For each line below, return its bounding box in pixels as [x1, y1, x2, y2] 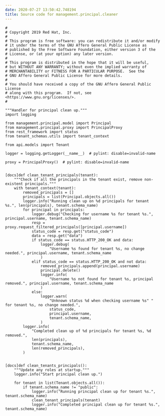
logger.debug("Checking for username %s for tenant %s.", [31, 211, 154, 217]
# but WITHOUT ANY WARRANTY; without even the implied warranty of [5, 64, 147, 69]
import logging [5, 112, 37, 117]
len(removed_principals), [31, 346, 85, 351]
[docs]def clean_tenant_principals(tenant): [5, 173, 98, 178]
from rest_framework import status [5, 129, 79, 134]
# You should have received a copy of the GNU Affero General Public [5, 82, 152, 87]
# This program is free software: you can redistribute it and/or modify [5, 38, 161, 44]
